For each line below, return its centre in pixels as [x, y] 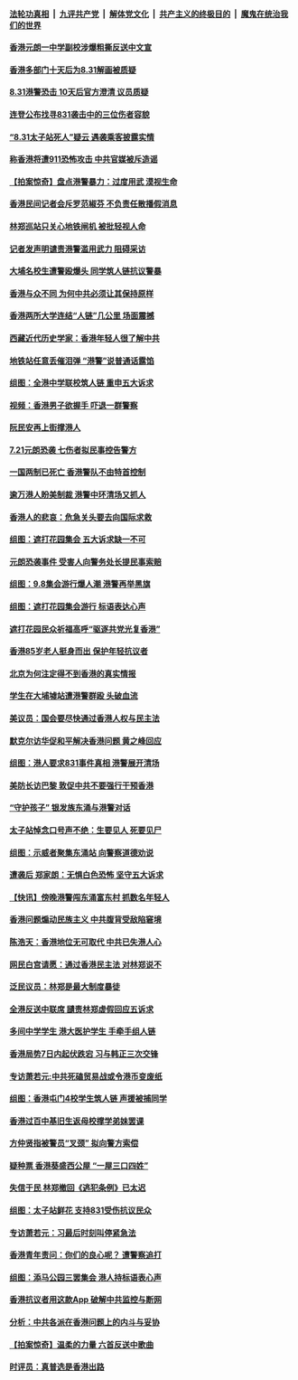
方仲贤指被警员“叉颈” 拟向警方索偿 [74, 1143]
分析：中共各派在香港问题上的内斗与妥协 [84, 1322]
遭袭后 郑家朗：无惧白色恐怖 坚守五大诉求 [87, 875]
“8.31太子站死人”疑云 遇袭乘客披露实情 [82, 136]
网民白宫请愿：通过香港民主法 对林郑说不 [86, 964]
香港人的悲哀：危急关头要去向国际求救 [80, 517]
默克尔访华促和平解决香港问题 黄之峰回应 [86, 740]
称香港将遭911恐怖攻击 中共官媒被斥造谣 [84, 159]
